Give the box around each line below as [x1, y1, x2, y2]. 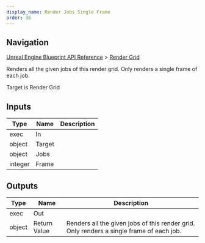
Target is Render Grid [6, 84, 60, 91]
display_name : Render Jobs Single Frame [6, 9, 111, 15]
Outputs [6, 181, 38, 191]
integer [9, 160, 30, 168]
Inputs [6, 102, 32, 112]
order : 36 [6, 15, 32, 21]
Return [33, 219, 53, 227]
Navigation [6, 37, 49, 48]
